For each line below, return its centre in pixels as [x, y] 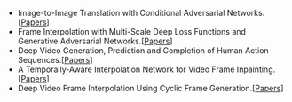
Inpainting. [256, 69]
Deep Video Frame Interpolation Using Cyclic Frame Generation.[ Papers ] [150, 88]
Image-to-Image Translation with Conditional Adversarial [121, 13]
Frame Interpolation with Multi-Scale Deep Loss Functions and [132, 31]
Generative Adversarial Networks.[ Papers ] [95, 41]
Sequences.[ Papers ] [55, 60]
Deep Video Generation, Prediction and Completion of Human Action [143, 51]
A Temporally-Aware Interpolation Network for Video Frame [126, 69]
